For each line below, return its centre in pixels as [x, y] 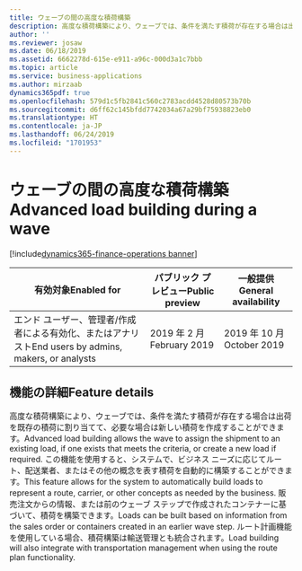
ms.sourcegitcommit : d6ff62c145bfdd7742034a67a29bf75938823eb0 [130, 110]
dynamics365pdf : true [50, 92]
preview [182, 303]
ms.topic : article [44, 68]
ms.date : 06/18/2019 [48, 51]
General [256, 290]
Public [200, 291]
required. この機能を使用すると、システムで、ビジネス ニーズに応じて [138, 459]
